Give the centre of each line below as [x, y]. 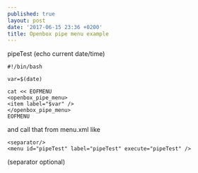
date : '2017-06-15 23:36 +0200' [55, 27]
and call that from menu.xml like [54, 130]
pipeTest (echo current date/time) [56, 54]
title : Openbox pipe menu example [58, 34]
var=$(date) [25, 79]
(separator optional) [36, 162]
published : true [31, 14]
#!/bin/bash [25, 67]
